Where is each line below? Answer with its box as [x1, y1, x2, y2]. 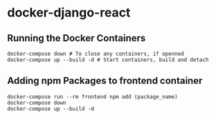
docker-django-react [7, 5, 131, 21]
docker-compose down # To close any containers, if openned [7, 50, 185, 57]
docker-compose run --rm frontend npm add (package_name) [7, 93, 178, 100]
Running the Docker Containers [7, 32, 146, 44]
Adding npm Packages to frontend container [7, 75, 203, 87]
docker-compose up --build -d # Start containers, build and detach [7, 56, 209, 63]
